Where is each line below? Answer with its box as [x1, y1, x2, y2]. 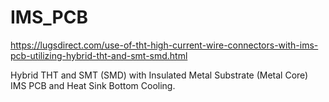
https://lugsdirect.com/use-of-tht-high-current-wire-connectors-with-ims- [10, 39, 319, 51]
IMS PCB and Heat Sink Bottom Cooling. [10, 79, 176, 91]
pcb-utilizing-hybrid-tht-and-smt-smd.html [10, 49, 188, 61]
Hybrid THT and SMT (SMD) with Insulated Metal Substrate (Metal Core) [10, 69, 309, 81]
